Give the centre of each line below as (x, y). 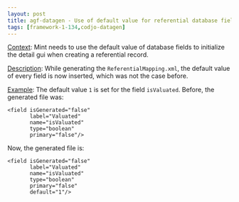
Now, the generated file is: (46, 148)
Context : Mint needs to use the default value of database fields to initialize (116, 47)
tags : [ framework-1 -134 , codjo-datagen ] (67, 27)
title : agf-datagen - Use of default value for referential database (113, 21)
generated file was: (36, 97)
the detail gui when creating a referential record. (78, 55)
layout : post (27, 14)
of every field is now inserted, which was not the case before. (98, 76)
